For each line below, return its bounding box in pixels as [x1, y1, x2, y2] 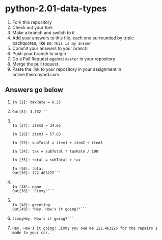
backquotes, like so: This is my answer [12, 40, 92, 46]
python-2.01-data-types [5, 3, 107, 14]
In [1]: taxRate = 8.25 [12, 99, 61, 105]
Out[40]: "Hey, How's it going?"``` [12, 207, 87, 211]
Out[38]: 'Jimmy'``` [12, 188, 54, 193]
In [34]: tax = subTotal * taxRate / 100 [12, 149, 98, 154]
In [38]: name [12, 184, 41, 189]
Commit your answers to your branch [12, 45, 88, 51]
